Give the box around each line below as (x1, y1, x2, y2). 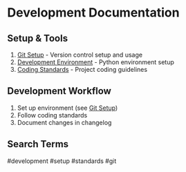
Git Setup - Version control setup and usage (17, 50, 143, 59)
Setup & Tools (7, 32, 68, 44)
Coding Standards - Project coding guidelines (17, 66, 147, 73)
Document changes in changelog (17, 118, 112, 126)
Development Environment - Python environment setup (17, 58, 175, 66)
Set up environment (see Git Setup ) (17, 104, 118, 112)
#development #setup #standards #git (7, 157, 117, 165)
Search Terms (7, 138, 69, 150)
